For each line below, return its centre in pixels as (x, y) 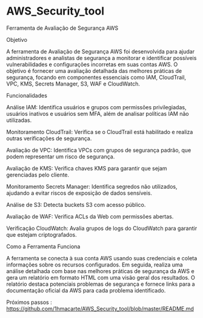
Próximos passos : (29, 302)
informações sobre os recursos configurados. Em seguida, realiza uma (95, 265)
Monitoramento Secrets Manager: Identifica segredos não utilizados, (92, 186)
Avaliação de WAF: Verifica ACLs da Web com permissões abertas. (90, 216)
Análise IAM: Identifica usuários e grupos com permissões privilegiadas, (96, 107)
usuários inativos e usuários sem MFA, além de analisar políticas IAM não (98, 113)
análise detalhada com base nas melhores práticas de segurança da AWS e (101, 271)
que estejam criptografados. (42, 234)
